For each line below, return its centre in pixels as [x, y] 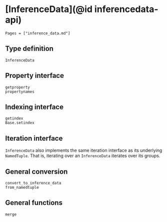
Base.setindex [20, 123]
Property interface [34, 76]
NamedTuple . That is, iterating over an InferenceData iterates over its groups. [83, 156]
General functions [34, 203]
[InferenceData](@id [49, 9]
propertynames [20, 91]
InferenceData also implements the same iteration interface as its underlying [84, 150]
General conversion [36, 172]
